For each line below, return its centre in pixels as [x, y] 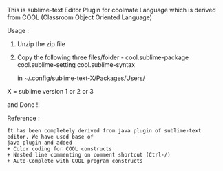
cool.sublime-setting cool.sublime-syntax [76, 64]
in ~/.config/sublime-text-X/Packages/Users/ [81, 78]
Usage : [18, 31]
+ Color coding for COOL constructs [60, 149]
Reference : [23, 118]
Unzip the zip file [41, 44]
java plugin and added [40, 143]
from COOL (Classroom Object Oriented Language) [80, 17]
